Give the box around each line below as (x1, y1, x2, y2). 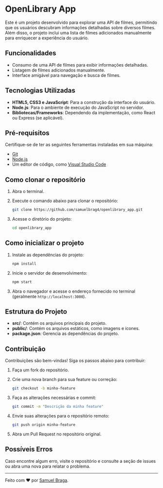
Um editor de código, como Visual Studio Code (12, 161, 106, 167)
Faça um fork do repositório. (12, 367, 69, 373)
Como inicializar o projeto (5, 239, 84, 247)
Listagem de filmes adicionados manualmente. (12, 67, 105, 73)
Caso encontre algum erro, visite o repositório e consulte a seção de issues (5, 458, 156, 464)
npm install (12, 261, 36, 266)
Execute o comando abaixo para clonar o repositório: (12, 198, 118, 204)
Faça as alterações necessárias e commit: (12, 395, 97, 401)
